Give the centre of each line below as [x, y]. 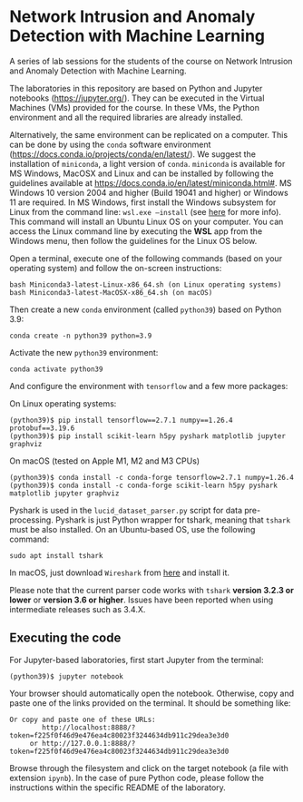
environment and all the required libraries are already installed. [126, 117]
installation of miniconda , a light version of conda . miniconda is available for [147, 163]
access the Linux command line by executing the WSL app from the [136, 231]
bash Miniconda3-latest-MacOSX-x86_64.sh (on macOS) [111, 292]
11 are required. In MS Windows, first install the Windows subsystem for [143, 202]
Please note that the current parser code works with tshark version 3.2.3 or [152, 590]
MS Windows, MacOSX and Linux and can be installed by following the [142, 173]
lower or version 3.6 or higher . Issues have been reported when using [142, 600]
